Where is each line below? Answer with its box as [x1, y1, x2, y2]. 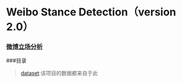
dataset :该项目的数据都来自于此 [20, 70, 98, 77]
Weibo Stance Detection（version [6, 5, 177, 19]
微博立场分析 [6, 42, 43, 51]
